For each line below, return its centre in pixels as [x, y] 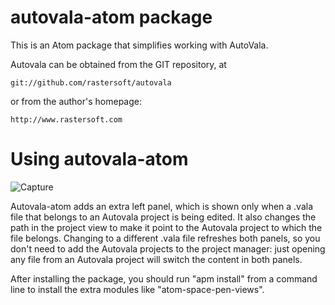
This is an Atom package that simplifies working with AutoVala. [139, 45]
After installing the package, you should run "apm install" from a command [164, 278]
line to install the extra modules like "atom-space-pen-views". [137, 289]
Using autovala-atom [99, 159]
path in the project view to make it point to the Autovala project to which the [166, 227]
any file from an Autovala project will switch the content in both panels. [156, 259]
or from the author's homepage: [76, 101]
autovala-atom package [111, 17]
